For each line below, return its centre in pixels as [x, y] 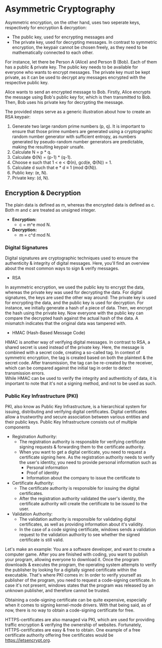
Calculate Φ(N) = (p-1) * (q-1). [42, 157]
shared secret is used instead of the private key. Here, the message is [74, 347]
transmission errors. [25, 373]
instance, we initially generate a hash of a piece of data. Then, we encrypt [79, 308]
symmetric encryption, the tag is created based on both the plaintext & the [79, 358]
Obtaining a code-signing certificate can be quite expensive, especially [76, 600]
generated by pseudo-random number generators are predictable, [78, 141]
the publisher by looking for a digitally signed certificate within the [71, 570]
